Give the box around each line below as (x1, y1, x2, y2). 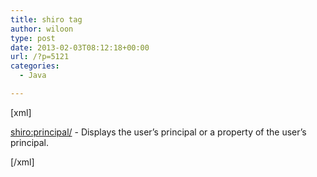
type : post (10, 33, 56, 43)
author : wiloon (10, 24, 74, 34)
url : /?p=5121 (10, 52, 70, 62)
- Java (19, 71, 47, 81)
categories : (10, 61, 60, 71)
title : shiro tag (10, 14, 83, 25)
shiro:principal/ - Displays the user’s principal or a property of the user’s (10, 126, 307, 138)
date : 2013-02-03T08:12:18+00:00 (10, 42, 150, 53)
